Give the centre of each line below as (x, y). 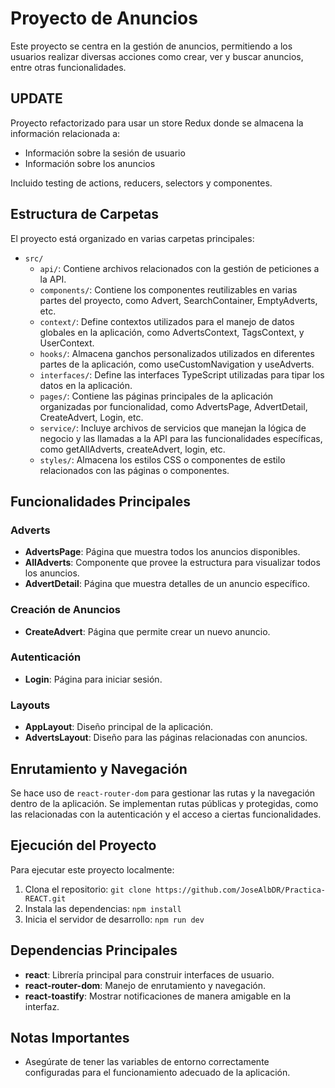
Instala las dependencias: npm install (103, 908)
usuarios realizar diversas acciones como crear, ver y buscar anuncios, (157, 56)
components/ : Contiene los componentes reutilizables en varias (168, 289)
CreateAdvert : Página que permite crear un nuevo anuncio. (147, 631)
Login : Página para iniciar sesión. (93, 679)
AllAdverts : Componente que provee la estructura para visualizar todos (172, 563)
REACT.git (45, 898)
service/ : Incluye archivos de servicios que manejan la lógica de (173, 428)
